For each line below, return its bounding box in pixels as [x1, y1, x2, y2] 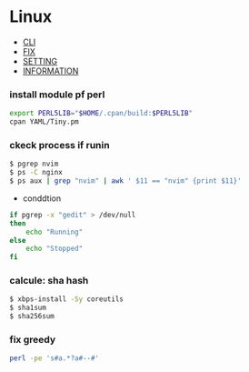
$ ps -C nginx [9, 168, 64, 177]
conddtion [22, 193, 62, 204]
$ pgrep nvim [9, 159, 59, 169]
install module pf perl [9, 88, 105, 101]
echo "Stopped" [25, 244, 84, 254]
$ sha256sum [9, 312, 55, 321]
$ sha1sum [9, 303, 47, 313]
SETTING [22, 55, 58, 66]
